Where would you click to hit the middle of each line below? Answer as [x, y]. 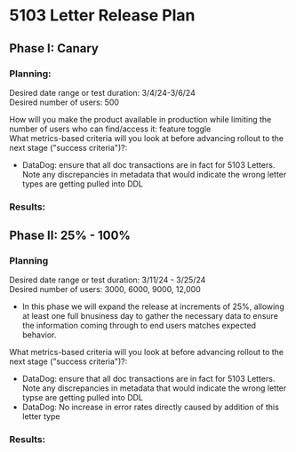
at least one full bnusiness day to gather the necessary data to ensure [150, 316]
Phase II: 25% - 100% [70, 236]
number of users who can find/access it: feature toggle [110, 129]
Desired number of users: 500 [64, 102]
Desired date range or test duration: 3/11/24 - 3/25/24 [108, 280]
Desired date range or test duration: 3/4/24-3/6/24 [102, 92]
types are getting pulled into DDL [83, 184]
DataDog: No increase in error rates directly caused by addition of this [151, 407]
